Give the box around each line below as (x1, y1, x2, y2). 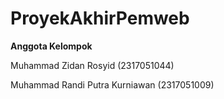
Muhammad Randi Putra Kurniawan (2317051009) (10, 78, 215, 91)
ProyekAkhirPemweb (10, 7, 190, 30)
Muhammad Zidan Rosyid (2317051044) (10, 59, 175, 71)
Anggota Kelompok (10, 40, 93, 52)
